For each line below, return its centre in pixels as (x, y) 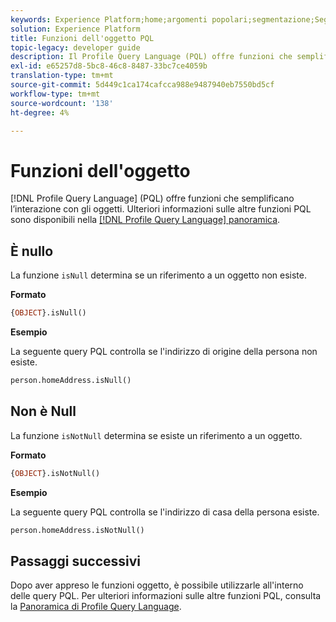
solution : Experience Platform (75, 29)
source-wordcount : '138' (62, 103)
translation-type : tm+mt (62, 76)
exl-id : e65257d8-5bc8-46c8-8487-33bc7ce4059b (109, 66)
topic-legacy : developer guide (75, 47)
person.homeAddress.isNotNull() (77, 530)
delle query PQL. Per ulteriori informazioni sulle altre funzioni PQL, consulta (166, 596)
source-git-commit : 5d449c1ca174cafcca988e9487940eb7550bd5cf (142, 85)
